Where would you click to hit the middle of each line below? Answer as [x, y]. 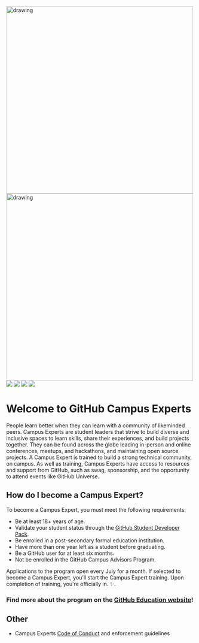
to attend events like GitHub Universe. [53, 476]
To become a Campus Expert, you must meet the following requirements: [96, 509]
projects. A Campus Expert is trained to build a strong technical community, [99, 457]
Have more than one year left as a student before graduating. [90, 547]
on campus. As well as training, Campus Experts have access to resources [98, 463]
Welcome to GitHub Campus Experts [99, 409]
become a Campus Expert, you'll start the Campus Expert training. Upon [95, 577]
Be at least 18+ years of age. [50, 521]
